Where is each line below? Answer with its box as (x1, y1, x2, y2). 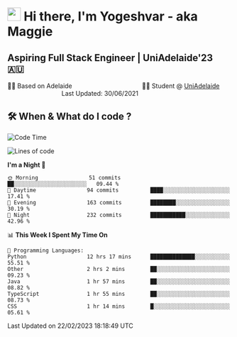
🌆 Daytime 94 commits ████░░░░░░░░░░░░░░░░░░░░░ (7, 187, 231, 194)
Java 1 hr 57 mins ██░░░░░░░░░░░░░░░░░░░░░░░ (7, 277, 231, 285)
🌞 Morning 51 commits (7, 174, 121, 181)
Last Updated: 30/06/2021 (61, 89, 139, 97)
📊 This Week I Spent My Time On (7, 231, 108, 239)
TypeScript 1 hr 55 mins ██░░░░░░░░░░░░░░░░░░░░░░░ (7, 290, 231, 297)
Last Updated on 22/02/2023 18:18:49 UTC (7, 321, 133, 330)
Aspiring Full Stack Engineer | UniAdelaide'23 (7, 52, 214, 64)
